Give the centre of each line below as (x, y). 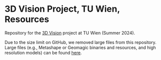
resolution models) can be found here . (43, 53)
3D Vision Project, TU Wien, (62, 9)
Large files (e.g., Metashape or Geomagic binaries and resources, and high (80, 47)
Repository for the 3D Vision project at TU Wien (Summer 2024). (70, 33)
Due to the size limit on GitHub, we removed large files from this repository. (80, 42)
